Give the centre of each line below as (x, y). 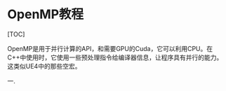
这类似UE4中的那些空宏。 (44, 66)
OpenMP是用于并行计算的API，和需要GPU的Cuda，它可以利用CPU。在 (110, 48)
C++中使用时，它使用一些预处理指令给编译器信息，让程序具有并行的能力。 (115, 57)
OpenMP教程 (46, 14)
